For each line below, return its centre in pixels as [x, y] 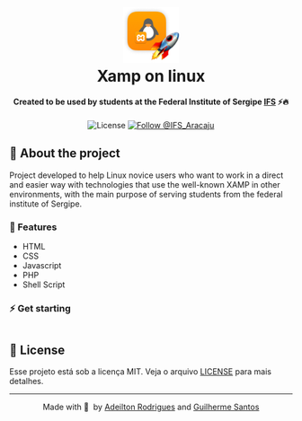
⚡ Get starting [40, 308]
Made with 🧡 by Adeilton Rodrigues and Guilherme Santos [151, 407]
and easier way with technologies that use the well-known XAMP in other [145, 184]
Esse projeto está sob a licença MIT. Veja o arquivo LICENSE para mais [141, 372]
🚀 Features [33, 227]
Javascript [42, 265]
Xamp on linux [151, 76]
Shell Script [44, 285]
